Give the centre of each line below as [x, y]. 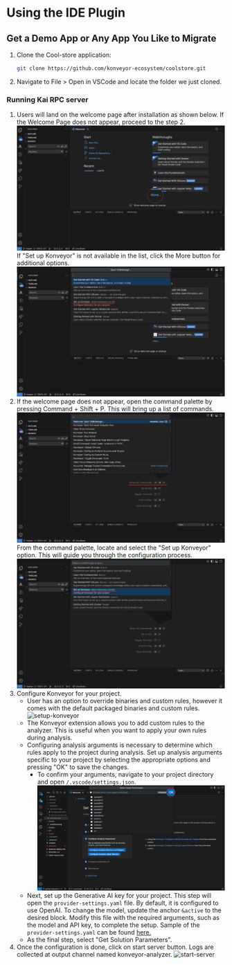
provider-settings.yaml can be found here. [89, 932]
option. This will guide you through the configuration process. [105, 554]
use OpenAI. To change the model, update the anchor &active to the [124, 910]
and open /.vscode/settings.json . [87, 782]
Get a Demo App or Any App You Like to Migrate [111, 38]
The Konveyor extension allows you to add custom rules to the [116, 723]
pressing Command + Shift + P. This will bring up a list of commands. [115, 409]
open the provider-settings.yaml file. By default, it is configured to [123, 903]
